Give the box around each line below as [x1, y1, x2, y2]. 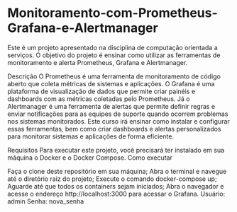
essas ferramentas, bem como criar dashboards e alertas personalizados [7, 124, 221, 133]
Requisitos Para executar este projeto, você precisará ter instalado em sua [7, 146, 225, 154]
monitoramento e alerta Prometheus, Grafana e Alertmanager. [7, 58, 188, 66]
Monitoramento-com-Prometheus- [7, 5, 218, 21]
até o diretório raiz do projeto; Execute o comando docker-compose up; [7, 175, 218, 183]
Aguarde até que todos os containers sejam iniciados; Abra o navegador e [7, 182, 224, 190]
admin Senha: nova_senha [7, 196, 84, 206]
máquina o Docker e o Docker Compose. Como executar [7, 153, 172, 162]
